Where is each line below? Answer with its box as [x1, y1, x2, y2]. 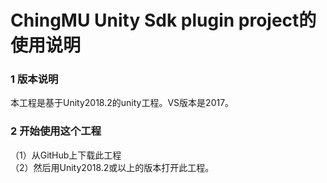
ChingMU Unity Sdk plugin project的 [10, 9, 317, 32]
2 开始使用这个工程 [10, 124, 102, 138]
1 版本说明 [10, 72, 59, 86]
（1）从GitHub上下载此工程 [10, 149, 122, 161]
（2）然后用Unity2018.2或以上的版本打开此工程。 [10, 161, 215, 173]
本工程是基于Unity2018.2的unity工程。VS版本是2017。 [10, 97, 235, 109]
